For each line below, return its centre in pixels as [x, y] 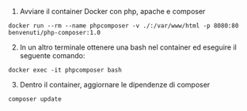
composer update [35, 99]
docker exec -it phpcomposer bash [65, 70]
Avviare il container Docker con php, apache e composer [112, 11]
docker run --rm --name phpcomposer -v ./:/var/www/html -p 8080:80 [123, 26]
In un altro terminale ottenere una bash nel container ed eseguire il [128, 47]
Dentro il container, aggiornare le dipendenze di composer [115, 85]
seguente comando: [52, 55]
